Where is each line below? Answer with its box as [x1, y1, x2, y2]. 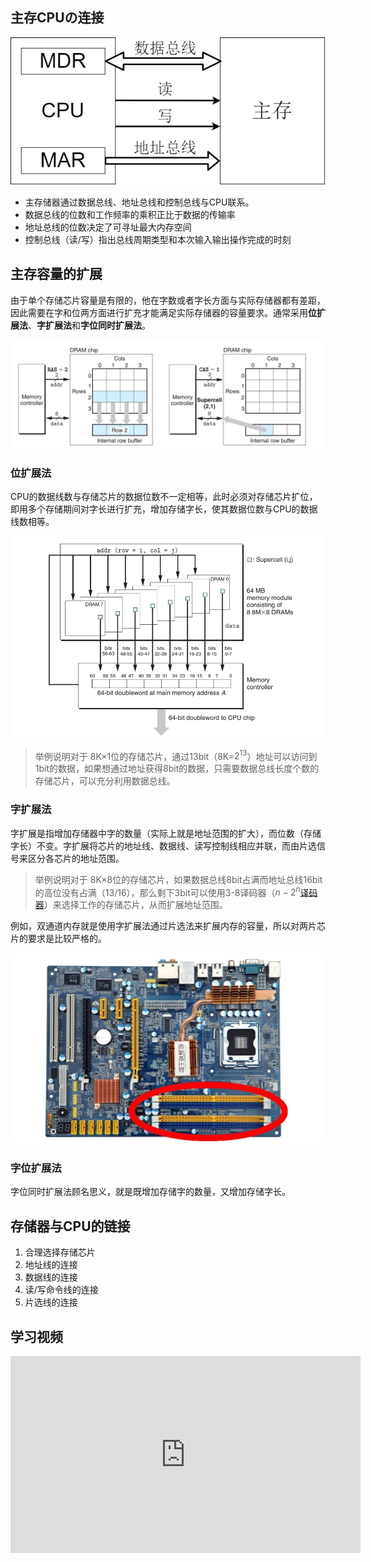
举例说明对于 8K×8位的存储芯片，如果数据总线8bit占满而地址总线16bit [34, 873, 323, 885]
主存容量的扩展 [10, 266, 103, 283]
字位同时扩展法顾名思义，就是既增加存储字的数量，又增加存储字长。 [10, 1186, 291, 1198]
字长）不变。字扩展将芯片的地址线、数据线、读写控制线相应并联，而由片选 [10, 839, 317, 852]
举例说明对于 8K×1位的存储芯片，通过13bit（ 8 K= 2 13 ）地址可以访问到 [34, 748, 318, 762]
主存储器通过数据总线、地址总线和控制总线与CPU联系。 [24, 196, 255, 208]
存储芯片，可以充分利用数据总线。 [34, 775, 176, 787]
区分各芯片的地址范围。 [27, 852, 125, 864]
